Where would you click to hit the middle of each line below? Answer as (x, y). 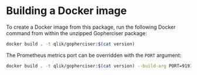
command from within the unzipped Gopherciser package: (77, 33)
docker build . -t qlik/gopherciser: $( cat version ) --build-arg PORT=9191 (99, 66)
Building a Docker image (67, 11)
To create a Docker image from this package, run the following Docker (91, 27)
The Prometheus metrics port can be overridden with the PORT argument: (94, 55)
